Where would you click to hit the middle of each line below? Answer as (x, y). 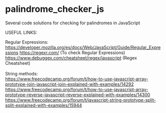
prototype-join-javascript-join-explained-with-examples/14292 (70, 84)
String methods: (22, 73)
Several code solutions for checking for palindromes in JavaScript (73, 23)
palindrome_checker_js (55, 9)
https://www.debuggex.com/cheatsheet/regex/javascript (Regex (71, 57)
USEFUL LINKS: (21, 32)
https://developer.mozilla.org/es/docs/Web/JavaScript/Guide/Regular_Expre (83, 47)
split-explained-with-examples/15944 (43, 105)
